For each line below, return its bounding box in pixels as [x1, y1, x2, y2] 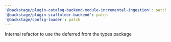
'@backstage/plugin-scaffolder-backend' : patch [5, 12, 108, 17]
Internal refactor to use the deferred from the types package [5, 31, 132, 37]
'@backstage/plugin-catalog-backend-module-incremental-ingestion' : [5, 7, 154, 13]
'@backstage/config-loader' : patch [5, 17, 81, 22]
